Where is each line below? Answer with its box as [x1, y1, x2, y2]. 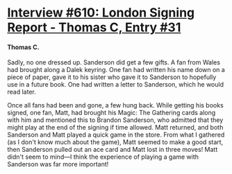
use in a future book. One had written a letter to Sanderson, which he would [7, 80, 224, 89]
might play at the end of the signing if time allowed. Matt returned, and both [7, 123, 224, 132]
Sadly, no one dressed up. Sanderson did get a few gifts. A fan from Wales [7, 58, 221, 67]
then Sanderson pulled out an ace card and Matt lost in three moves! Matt [7, 146, 218, 154]
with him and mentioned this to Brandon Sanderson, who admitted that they [7, 116, 224, 124]
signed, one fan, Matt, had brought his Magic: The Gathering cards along [7, 109, 216, 117]
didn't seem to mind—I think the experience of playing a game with [7, 153, 199, 161]
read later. [7, 88, 36, 96]
